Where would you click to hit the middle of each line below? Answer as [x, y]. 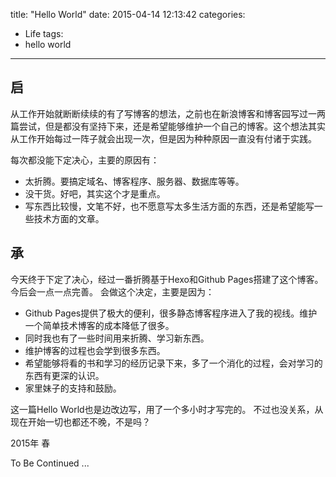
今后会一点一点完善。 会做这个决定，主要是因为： [112, 291]
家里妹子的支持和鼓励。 [73, 388]
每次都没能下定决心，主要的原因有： [85, 160]
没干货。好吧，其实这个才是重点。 [95, 193]
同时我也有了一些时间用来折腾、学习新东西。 [117, 338]
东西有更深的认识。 [64, 375]
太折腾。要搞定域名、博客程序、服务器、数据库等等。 [134, 181]
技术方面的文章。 [69, 218]
